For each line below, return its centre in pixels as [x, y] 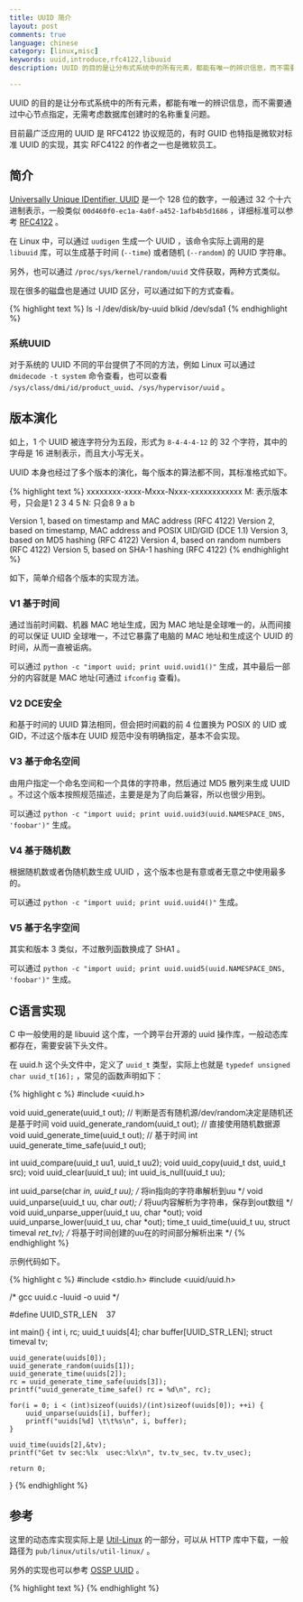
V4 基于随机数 [40, 850]
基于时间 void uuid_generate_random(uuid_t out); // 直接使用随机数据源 [149, 1124]
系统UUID [30, 343]
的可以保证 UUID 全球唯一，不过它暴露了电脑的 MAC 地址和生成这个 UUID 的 [151, 636]
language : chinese [44, 43]
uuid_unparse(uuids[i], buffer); [88, 1413]
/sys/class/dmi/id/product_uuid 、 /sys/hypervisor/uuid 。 [119, 387]
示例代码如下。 [37, 1262]
